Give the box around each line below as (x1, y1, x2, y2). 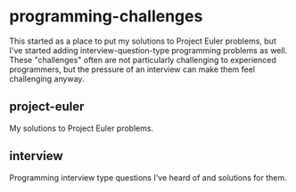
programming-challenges (9, 6, 203, 27)
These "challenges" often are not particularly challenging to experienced (9, 54, 276, 65)
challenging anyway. (9, 73, 85, 84)
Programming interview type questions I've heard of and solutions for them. (9, 172, 287, 183)
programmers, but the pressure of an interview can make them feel (9, 64, 256, 75)
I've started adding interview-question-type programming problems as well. (9, 44, 288, 55)
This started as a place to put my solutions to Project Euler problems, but (9, 36, 276, 46)
